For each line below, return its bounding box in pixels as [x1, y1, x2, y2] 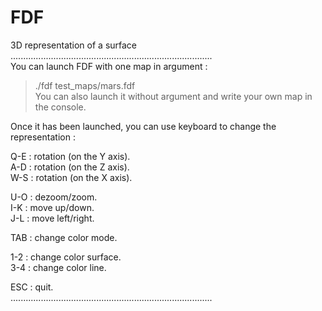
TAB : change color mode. [10, 231, 118, 243]
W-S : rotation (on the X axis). [10, 171, 133, 183]
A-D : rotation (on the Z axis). [10, 161, 130, 173]
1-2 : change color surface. [10, 251, 122, 263]
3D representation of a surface [10, 39, 138, 51]
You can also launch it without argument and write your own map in [34, 90, 313, 102]
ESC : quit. [10, 281, 54, 293]
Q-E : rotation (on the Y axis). [10, 150, 131, 162]
